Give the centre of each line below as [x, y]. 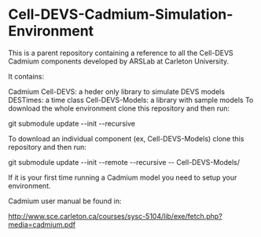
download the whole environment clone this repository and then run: [119, 108]
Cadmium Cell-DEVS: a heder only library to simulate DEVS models [117, 91]
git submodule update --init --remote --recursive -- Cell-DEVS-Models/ [124, 162]
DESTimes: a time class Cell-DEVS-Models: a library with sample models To [131, 100]
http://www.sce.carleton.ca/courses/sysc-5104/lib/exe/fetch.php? [115, 216]
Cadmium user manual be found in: [65, 201]
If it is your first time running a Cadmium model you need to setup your [123, 177]
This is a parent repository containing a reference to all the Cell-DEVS [121, 53]
